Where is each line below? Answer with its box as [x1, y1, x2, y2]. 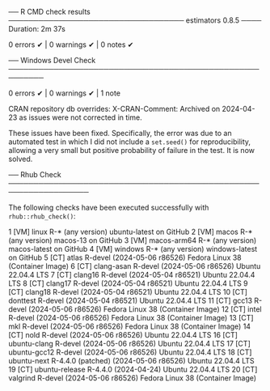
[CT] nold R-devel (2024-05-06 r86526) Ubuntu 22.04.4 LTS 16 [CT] [8, 330, 238, 339]
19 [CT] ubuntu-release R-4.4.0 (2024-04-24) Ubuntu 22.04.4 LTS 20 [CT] [8, 364, 258, 374]
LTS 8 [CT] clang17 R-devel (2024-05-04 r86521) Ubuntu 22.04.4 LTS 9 [8, 278, 248, 288]
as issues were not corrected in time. [19, 113, 143, 122]
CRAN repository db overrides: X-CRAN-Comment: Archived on [8, 104, 221, 113]
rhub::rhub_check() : [8, 211, 76, 221]
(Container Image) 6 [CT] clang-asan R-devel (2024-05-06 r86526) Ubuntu [8, 261, 261, 270]
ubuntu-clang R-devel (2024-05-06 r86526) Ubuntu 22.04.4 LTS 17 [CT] [8, 339, 251, 348]
